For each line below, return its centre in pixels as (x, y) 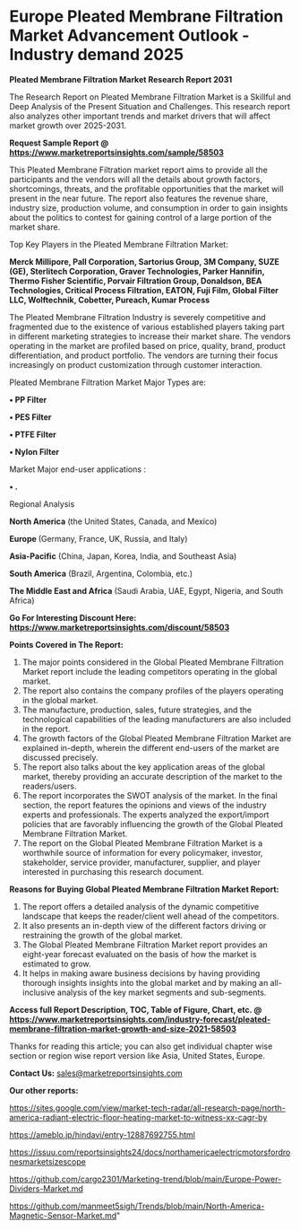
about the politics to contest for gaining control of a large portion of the (141, 217)
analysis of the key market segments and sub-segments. (162, 992)
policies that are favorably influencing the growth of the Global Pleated (153, 824)
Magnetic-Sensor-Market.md (63, 1215)
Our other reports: (44, 1090)
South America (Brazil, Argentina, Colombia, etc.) (101, 573)
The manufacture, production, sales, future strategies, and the (137, 710)
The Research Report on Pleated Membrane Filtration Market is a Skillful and (150, 97)
